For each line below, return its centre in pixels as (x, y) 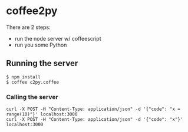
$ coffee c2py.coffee (33, 82)
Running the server (42, 63)
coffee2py (32, 11)
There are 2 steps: (29, 27)
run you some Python (41, 45)
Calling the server (32, 97)
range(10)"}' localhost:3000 (42, 114)
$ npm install (24, 77)
